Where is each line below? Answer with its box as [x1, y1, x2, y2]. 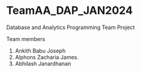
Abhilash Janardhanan [15, 60, 71, 67]
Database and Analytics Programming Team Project [6, 24, 135, 31]
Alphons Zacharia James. [15, 53, 79, 61]
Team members [6, 35, 45, 42]
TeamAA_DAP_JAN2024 [6, 4, 133, 18]
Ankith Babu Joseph [15, 47, 66, 54]
